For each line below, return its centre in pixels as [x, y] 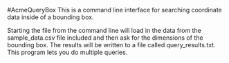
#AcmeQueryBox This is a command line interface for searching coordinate [115, 10]
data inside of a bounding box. [51, 17]
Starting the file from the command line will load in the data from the [104, 30]
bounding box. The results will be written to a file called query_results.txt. [111, 45]
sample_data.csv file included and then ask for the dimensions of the [105, 38]
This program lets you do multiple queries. [67, 52]
